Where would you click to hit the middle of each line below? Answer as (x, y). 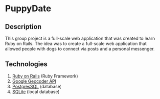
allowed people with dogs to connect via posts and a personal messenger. (80, 49)
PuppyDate (28, 9)
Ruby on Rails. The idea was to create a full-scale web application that (76, 44)
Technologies (26, 64)
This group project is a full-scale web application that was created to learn (80, 38)
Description (23, 27)
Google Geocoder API (34, 81)
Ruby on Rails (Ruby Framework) (45, 76)
